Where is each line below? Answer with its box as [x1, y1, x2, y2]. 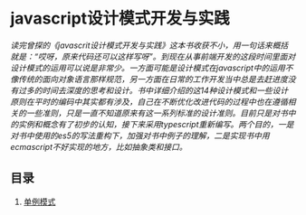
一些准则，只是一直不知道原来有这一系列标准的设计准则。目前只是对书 [25, 107, 288, 118]
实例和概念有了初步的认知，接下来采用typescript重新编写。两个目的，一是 [17, 118, 294, 129]
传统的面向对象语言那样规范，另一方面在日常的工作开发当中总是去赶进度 [17, 73, 288, 84]
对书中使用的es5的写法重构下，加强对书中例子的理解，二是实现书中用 [10, 130, 270, 141]
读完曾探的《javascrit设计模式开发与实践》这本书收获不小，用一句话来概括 [10, 40, 289, 51]
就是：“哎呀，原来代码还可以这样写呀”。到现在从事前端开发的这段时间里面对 [10, 51, 296, 61]
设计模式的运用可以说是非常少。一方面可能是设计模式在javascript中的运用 [10, 62, 286, 73]
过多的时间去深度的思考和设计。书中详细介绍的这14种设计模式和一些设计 [17, 85, 289, 96]
